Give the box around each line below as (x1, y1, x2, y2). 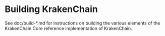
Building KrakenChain (5, 3, 98, 15)
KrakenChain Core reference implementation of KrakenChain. (5, 25, 132, 31)
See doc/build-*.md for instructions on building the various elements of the (5, 20, 160, 26)
